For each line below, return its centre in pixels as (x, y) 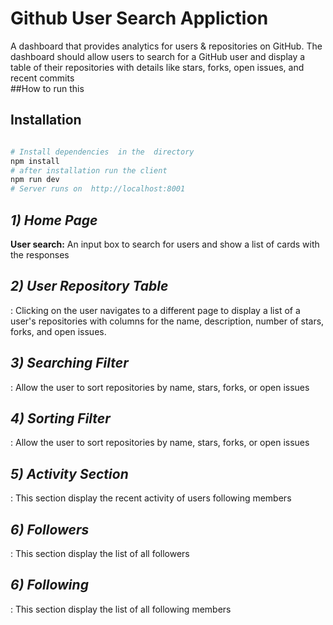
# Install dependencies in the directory (102, 152)
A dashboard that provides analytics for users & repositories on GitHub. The (166, 46)
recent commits (42, 78)
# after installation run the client (89, 170)
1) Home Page (54, 220)
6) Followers (50, 529)
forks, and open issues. (58, 331)
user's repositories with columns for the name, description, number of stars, (167, 321)
